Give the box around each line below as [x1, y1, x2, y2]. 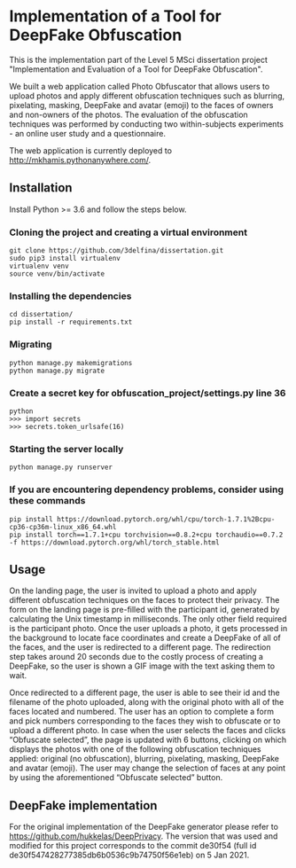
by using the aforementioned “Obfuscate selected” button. [9, 772, 223, 783]
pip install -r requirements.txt [9, 317, 133, 327]
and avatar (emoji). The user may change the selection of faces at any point [9, 762, 286, 773]
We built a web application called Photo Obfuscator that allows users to [9, 81, 270, 91]
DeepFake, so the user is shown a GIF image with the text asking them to [9, 661, 276, 671]
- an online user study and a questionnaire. [9, 128, 167, 138]
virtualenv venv [9, 262, 69, 271]
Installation [9, 180, 73, 196]
